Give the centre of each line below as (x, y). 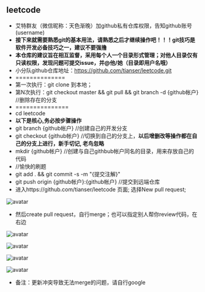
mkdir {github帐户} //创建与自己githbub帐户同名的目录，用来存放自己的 (105, 151)
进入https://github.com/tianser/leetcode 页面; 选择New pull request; (101, 189)
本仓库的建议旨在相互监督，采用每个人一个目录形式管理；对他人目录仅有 (106, 55)
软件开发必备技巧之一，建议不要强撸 (61, 47)
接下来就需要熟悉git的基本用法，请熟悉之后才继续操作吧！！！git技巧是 (105, 40)
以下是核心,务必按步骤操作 (48, 120)
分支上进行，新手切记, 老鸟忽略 (65, 143)
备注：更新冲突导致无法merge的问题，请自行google (80, 282)
